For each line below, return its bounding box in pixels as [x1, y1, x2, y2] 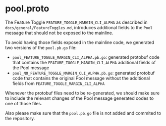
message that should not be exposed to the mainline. [5, 30, 113, 36]
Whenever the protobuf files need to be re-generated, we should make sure [5, 90, 160, 96]
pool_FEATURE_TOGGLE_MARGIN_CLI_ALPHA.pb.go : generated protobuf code [12, 54, 160, 60]
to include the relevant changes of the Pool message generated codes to [5, 95, 154, 101]
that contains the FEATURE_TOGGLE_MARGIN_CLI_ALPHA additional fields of [12, 59, 156, 65]
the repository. [5, 115, 35, 121]
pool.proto [5, 3, 50, 14]
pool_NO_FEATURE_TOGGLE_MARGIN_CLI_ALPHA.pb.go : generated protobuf [12, 70, 155, 76]
